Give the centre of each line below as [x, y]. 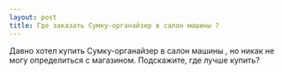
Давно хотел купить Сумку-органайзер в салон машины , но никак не [142, 50]
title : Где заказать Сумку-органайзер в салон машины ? [114, 26]
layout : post [33, 17]
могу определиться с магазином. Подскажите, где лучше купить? [135, 60]
